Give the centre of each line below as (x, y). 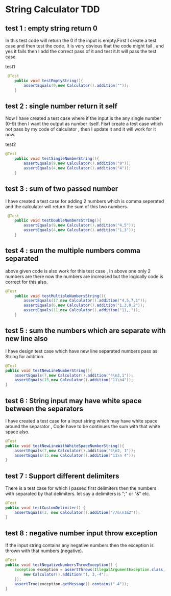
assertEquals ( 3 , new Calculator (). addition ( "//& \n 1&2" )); (77, 512)
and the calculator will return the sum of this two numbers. (67, 206)
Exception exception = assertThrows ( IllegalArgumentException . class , (90, 570)
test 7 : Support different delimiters (62, 476)
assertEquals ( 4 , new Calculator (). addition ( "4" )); (77, 168)
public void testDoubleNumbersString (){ (58, 220)
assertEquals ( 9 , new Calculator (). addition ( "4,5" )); (80, 226)
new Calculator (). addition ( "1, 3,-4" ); (66, 575)
